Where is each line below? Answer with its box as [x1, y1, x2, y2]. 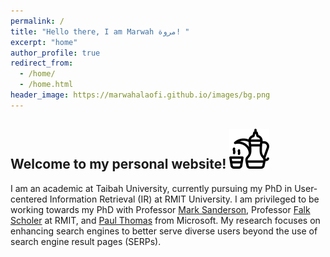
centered [10, 193, 48, 205]
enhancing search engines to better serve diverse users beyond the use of [10, 225, 318, 237]
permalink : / [10, 16, 65, 26]
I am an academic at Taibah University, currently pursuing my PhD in [10, 182, 293, 194]
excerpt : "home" [10, 37, 78, 47]
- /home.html [19, 80, 74, 90]
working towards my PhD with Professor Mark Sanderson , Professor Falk [10, 203, 311, 215]
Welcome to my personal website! [10, 156, 227, 173]
